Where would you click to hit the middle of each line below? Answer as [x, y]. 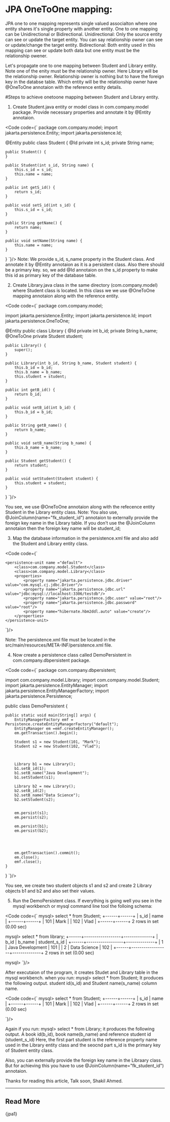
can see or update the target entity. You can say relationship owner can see [84, 40]
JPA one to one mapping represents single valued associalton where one [81, 23]
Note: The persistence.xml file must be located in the [60, 639]
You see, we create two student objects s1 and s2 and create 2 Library [78, 885]
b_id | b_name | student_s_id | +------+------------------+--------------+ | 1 [84, 942]
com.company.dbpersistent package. [51, 660]
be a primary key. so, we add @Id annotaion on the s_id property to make [81, 269]
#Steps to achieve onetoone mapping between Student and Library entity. [82, 97]
